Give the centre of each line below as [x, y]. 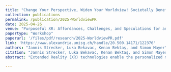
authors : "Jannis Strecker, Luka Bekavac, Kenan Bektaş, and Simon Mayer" [86, 48]
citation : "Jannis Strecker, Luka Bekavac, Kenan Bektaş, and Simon [79, 52]
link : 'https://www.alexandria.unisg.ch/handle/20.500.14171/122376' [81, 43]
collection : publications [33, 15]
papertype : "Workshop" [29, 33]
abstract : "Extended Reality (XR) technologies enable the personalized [84, 57]
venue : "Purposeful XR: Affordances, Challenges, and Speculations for [83, 29]
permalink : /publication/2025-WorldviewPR [51, 19]
